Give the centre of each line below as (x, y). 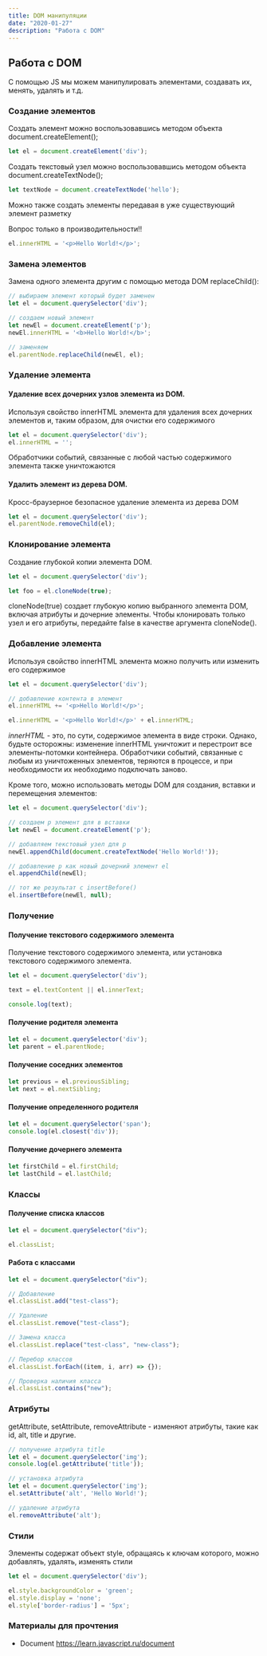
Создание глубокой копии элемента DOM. (80, 562)
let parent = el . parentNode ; (57, 1047)
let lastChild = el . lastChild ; (60, 1173)
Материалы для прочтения (63, 1626)
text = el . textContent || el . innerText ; (77, 990)
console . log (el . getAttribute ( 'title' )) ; (77, 1465)
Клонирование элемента (60, 545)
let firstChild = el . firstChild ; (64, 1166)
